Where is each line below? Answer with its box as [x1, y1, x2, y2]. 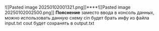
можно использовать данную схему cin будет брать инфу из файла [5, 15, 149, 20]
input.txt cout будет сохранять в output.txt [5, 20, 95, 26]
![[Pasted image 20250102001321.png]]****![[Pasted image [5, 4, 131, 10]
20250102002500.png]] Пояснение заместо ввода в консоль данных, [5, 9, 154, 15]
